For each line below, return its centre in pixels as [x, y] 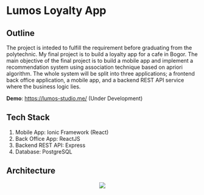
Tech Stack [28, 117]
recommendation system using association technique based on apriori [94, 67]
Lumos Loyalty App [56, 11]
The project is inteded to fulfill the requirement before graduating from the [99, 48]
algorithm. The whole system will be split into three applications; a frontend [100, 73]
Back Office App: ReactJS [47, 138]
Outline [20, 33]
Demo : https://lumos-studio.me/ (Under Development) [75, 98]
